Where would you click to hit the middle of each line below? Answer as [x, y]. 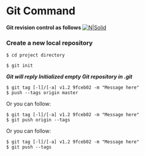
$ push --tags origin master [42, 93]
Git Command [41, 11]
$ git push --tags [29, 147]
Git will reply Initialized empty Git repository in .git [69, 77]
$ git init [20, 66]
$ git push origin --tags [38, 120]
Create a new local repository [50, 43]
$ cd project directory [36, 55]
